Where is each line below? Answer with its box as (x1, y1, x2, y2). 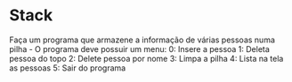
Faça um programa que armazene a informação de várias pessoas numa (9, 34, 276, 45)
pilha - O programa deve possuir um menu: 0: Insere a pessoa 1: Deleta (9, 43, 270, 54)
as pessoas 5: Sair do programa (9, 63, 126, 73)
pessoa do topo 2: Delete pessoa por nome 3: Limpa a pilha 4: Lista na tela (9, 53, 284, 63)
